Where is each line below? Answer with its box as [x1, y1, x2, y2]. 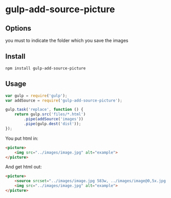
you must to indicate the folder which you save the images [5, 37, 129, 43]
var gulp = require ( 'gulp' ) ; [5, 93, 68, 98]
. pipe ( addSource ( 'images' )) [24, 116, 83, 122]
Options [5, 24, 32, 33]
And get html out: [5, 164, 42, 170]
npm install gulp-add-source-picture [5, 65, 86, 71]
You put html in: [5, 135, 38, 141]
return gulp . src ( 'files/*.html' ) [14, 112, 86, 117]
